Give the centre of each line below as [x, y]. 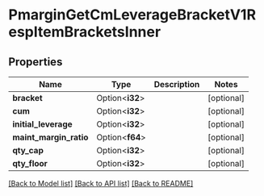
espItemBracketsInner [85, 32]
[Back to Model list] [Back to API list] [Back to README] [101, 183]
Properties [36, 62]
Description [177, 84]
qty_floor [30, 163]
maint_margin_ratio [50, 137]
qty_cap [28, 150]
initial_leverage [42, 124]
